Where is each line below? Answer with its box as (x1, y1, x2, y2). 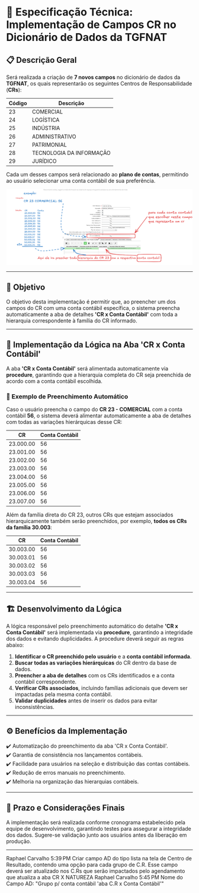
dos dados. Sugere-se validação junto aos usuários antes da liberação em (6, 831, 187, 838)
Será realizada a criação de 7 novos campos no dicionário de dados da (6, 74, 181, 81)
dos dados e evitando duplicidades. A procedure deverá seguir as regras (6, 635, 184, 642)
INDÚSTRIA (32, 125, 60, 132)
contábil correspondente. (14, 678, 77, 685)
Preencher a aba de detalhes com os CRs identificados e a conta (14, 672, 175, 679)
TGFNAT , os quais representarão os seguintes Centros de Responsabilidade (6, 80, 192, 87)
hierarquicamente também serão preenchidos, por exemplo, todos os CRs (6, 517, 187, 524)
